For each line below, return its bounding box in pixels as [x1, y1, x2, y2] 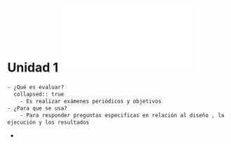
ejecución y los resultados [7, 119, 90, 126]
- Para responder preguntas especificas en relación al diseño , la [20, 112, 225, 119]
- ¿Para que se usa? [7, 105, 68, 112]
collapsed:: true [13, 91, 65, 98]
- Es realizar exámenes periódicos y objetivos [20, 98, 161, 105]
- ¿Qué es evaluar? [7, 84, 65, 91]
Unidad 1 [7, 60, 58, 76]
